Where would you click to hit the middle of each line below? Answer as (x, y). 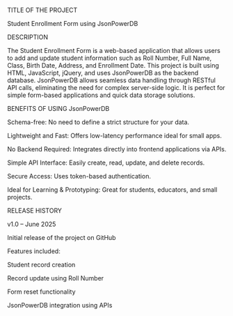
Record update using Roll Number (56, 278)
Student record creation (41, 265)
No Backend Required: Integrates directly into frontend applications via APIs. (117, 149)
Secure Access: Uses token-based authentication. (79, 176)
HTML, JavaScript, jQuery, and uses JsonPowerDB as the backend (103, 73)
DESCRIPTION (28, 37)
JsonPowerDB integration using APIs (60, 305)
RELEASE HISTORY (35, 211)
